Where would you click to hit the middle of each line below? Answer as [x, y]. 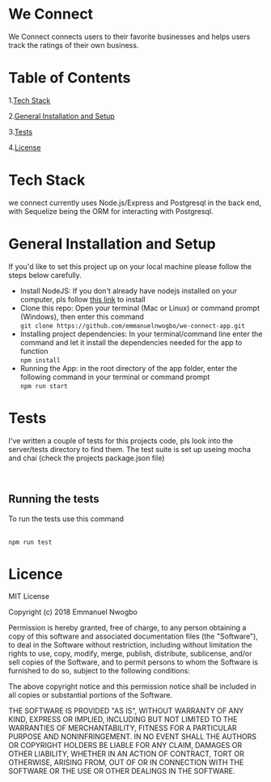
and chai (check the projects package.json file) [87, 458]
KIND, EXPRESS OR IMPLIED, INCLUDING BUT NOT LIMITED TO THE [123, 720]
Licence [36, 574]
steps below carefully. [45, 275]
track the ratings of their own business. [74, 45]
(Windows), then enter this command [82, 316]
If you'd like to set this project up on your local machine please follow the [130, 266]
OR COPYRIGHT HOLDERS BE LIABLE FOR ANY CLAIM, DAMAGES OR [125, 746]
